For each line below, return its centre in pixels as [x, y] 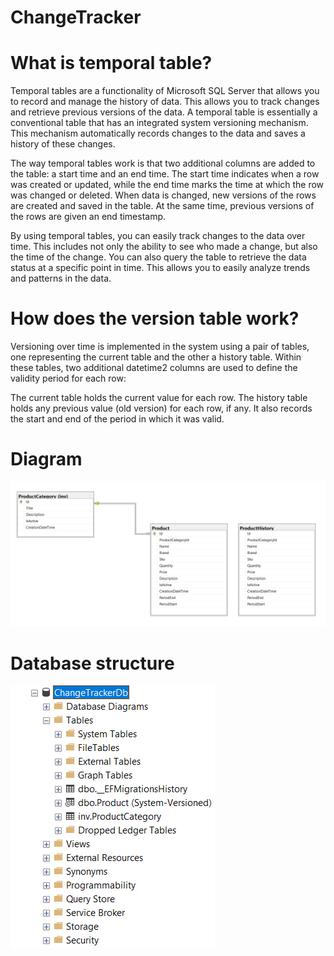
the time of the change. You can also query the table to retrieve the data [158, 257]
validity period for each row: [68, 378]
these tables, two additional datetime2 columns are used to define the [154, 368]
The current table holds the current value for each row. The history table [159, 398]
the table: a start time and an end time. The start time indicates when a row [165, 174]
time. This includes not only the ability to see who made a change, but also [164, 247]
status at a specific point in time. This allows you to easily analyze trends [160, 268]
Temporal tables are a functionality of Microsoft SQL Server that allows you [165, 91]
